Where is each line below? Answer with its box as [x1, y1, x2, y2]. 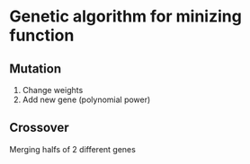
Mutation [9, 61, 61, 76]
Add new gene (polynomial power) [22, 94, 151, 105]
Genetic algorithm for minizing [9, 6, 243, 27]
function [9, 25, 75, 46]
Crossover [9, 120, 69, 135]
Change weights [22, 85, 84, 95]
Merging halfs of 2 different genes [9, 143, 137, 154]
